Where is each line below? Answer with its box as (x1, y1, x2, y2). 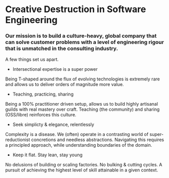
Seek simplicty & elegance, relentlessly (12, 121, 95, 127)
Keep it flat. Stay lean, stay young (12, 152, 82, 158)
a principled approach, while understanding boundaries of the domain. (5, 142, 152, 148)
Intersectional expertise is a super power (12, 66, 98, 72)
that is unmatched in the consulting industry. (5, 45, 118, 52)
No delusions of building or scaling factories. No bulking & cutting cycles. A (5, 162, 162, 168)
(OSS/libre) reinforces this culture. (5, 112, 77, 118)
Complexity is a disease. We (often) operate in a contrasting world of (5, 131, 149, 138)
